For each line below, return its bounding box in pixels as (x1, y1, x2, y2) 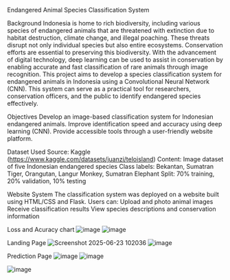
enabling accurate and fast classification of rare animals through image (7, 63, 208, 71)
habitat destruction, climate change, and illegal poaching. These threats (7, 34, 210, 42)
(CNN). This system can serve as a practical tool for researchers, (7, 85, 191, 93)
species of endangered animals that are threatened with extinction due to (7, 27, 215, 34)
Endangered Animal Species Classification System (7, 6, 150, 14)
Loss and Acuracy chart (7, 226, 75, 233)
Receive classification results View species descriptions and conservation (7, 205, 216, 213)
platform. (7, 135, 33, 143)
